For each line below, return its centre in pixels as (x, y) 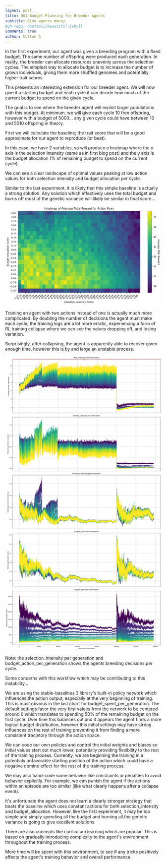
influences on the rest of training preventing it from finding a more (73, 730)
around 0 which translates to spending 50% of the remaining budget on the (82, 714)
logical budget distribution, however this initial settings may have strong (79, 725)
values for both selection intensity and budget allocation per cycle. (73, 178)
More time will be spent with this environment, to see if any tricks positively (82, 852)
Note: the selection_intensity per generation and (54, 658)
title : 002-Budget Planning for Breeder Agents (55, 16)
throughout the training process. (38, 842)
